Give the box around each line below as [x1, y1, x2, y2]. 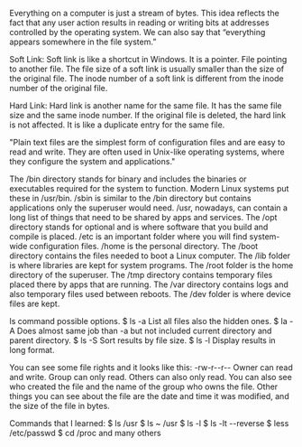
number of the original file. [9, 83, 108, 93]
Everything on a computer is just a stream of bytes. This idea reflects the [9, 8, 279, 18]
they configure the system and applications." [9, 156, 176, 166]
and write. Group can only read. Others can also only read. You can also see [9, 372, 293, 382]
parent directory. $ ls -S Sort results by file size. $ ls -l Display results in [9, 335, 277, 346]
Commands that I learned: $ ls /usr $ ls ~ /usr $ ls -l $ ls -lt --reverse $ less [9, 418, 289, 428]
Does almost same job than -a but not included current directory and [16, 325, 272, 336]
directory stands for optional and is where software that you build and [9, 221, 269, 232]
